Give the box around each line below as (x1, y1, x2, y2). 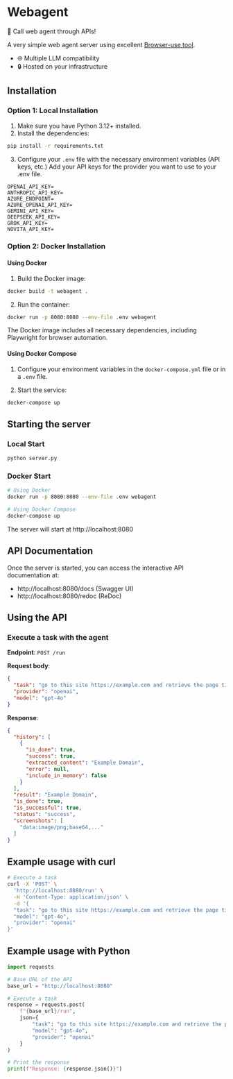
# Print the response (7, 1059, 70, 1066)
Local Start (7, 439, 45, 448)
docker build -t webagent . (7, 287, 89, 295)
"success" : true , (25, 753, 76, 760)
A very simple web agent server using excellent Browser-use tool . (7, 40, 196, 49)
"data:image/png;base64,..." (19, 824, 104, 831)
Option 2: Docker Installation (7, 241, 106, 251)
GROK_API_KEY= (7, 219, 49, 226)
